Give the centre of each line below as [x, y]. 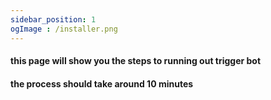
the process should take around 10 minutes [102, 83]
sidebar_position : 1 [53, 19]
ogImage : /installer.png [64, 29]
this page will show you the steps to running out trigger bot [136, 61]
